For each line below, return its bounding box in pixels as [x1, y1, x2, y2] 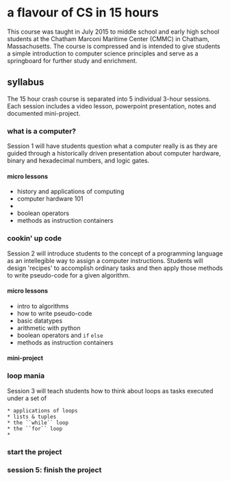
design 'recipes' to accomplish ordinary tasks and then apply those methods [7, 264, 223, 272]
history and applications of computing [16, 187, 125, 196]
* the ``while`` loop [7, 419, 69, 426]
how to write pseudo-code [16, 309, 92, 317]
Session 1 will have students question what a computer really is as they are [7, 142, 218, 150]
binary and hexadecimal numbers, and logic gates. [7, 156, 150, 165]
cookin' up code [7, 234, 62, 243]
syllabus [7, 77, 44, 88]
